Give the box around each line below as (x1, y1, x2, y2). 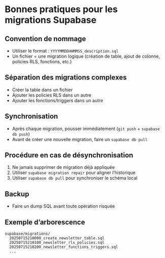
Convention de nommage (5, 34, 87, 43)
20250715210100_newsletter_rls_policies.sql (9, 240, 105, 245)
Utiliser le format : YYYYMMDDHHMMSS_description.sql (12, 48, 119, 54)
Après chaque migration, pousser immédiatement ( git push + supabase (12, 125, 160, 132)
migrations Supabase (5, 14, 97, 26)
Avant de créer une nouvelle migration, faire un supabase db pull (12, 136, 148, 142)
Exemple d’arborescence (5, 218, 86, 226)
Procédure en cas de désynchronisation (5, 151, 134, 160)
